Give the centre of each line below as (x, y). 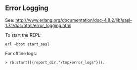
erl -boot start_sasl (27, 44)
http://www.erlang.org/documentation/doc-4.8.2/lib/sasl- (74, 20)
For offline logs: (21, 53)
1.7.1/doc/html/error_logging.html (38, 25)
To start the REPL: (23, 35)
